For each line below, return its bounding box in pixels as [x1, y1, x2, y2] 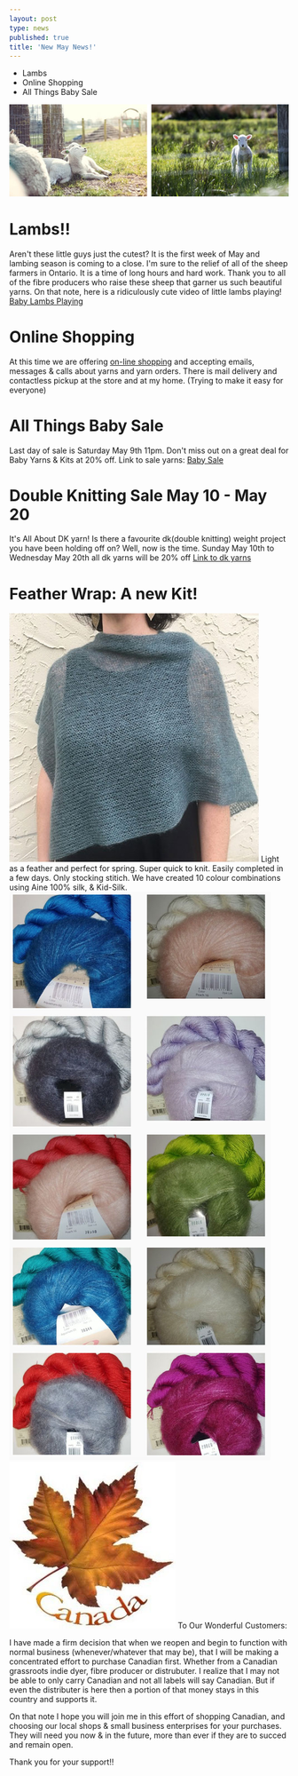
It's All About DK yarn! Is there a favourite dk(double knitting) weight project [9, 534, 286, 544]
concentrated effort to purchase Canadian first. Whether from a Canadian [9, 1656, 278, 1667]
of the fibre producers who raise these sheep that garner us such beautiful [9, 276, 282, 288]
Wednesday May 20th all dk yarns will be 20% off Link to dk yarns [9, 552, 252, 563]
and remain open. [9, 1740, 74, 1750]
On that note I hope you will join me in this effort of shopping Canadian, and [9, 1711, 286, 1722]
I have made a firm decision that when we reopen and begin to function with [9, 1637, 288, 1648]
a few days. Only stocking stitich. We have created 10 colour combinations [9, 873, 281, 884]
